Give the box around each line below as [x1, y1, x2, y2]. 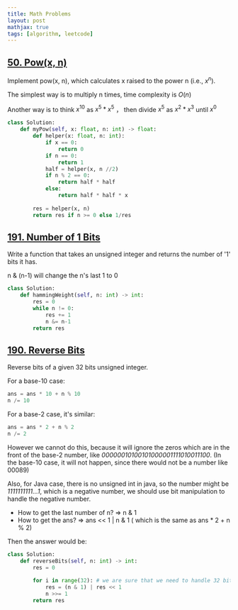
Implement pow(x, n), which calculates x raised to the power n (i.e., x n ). [7, 75, 216, 85]
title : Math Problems [7, 10, 72, 18]
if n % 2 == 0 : [45, 172, 91, 179]
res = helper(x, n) [33, 205, 91, 212]
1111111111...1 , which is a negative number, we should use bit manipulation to [7, 487, 225, 495]
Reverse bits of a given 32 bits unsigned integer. [7, 363, 149, 372]
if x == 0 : [45, 139, 78, 146]
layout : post [7, 17, 46, 24]
